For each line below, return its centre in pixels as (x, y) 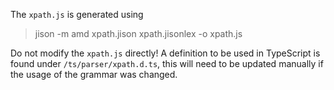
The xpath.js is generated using (77, 14)
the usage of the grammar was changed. (94, 74)
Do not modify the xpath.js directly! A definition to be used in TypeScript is (165, 53)
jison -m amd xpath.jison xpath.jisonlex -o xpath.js (138, 33)
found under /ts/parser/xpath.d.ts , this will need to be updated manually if (167, 63)
